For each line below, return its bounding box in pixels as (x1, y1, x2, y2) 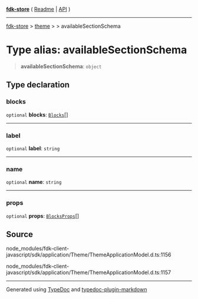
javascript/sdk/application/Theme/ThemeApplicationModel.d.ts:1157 (6, 269, 171, 276)
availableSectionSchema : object (20, 63, 102, 70)
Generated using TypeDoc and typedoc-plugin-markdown (6, 286, 147, 293)
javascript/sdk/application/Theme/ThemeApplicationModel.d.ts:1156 (6, 251, 171, 258)
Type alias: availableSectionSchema (6, 43, 187, 57)
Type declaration (6, 80, 70, 90)
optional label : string (6, 145, 60, 152)
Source (6, 229, 34, 239)
